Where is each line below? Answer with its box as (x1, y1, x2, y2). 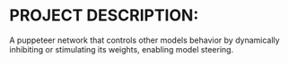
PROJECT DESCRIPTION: (9, 5, 199, 26)
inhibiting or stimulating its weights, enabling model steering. (9, 44, 234, 54)
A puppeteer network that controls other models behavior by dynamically (9, 35, 280, 45)
